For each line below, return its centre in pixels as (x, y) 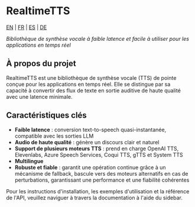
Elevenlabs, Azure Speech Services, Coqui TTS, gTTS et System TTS (99, 154)
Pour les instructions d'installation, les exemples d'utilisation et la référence (98, 191)
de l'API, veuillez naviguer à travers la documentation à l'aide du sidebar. (95, 198)
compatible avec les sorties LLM (54, 136)
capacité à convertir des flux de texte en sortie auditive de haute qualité (94, 90)
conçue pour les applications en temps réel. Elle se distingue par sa (88, 84)
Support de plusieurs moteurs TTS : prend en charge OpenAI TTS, (97, 148)
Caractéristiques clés (46, 116)
